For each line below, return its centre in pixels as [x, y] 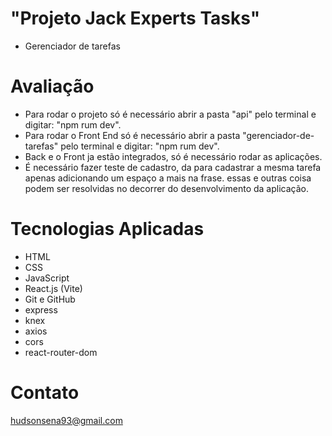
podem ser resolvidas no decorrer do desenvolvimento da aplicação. [166, 188]
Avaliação [52, 86]
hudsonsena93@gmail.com [66, 420]
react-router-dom [61, 352]
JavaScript [47, 278]
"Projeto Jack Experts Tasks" [135, 18]
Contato [45, 393]
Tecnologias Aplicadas [107, 229]
